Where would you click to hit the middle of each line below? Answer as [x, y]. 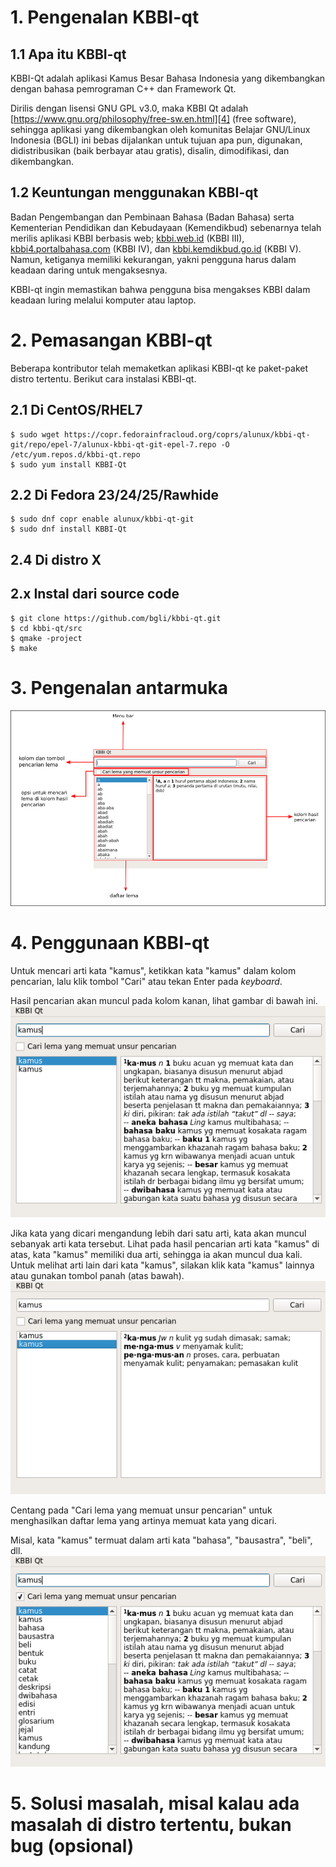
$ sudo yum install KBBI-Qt [69, 464]
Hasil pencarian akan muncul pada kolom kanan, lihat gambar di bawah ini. [164, 1000]
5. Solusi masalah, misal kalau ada [155, 1803]
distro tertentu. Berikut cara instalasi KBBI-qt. [103, 378]
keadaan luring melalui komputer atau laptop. [103, 300]
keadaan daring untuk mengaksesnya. [89, 270]
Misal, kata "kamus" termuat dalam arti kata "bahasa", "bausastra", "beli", [161, 1540]
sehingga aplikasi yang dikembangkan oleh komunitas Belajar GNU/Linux [160, 129]
